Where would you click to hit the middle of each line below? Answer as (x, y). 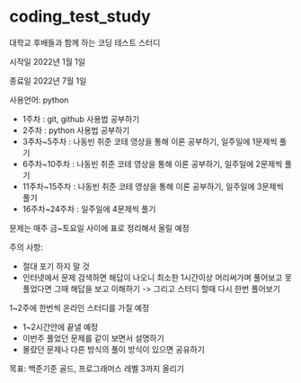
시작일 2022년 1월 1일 (47, 61)
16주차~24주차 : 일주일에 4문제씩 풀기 (89, 209)
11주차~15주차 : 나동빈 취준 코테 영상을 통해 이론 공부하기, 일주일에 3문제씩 (153, 186)
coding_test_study (80, 17)
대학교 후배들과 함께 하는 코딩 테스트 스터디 (85, 42)
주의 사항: (26, 247)
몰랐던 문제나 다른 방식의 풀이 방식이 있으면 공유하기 (113, 349)
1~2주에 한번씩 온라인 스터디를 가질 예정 (80, 307)
